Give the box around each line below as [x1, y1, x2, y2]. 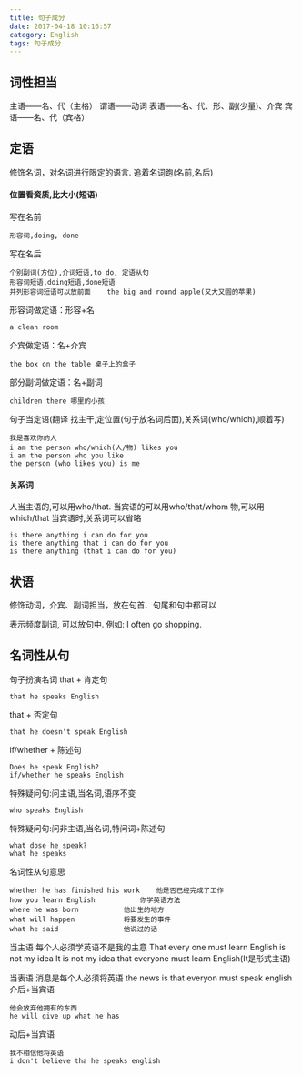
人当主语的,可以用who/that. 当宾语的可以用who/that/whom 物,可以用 [9, 501, 266, 512]
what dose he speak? [9, 840, 88, 850]
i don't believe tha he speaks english [9, 1056, 161, 1065]
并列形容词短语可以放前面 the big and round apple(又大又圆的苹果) [9, 287, 257, 296]
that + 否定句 [9, 708, 58, 719]
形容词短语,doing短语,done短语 [9, 278, 116, 287]
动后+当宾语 [9, 1029, 55, 1040]
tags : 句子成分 [9, 38, 62, 48]
